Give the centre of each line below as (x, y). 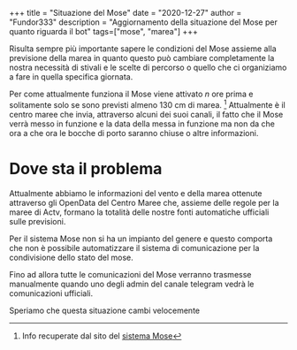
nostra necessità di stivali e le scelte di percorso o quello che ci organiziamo (148, 67)
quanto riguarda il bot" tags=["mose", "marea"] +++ (104, 31)
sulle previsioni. (38, 221)
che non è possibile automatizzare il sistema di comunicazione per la (134, 247)
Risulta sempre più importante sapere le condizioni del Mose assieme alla (143, 49)
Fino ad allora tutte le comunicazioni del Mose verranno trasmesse (130, 274)
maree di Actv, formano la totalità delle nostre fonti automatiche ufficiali (139, 212)
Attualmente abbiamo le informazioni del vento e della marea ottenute (136, 193)
